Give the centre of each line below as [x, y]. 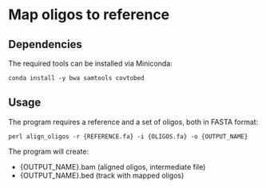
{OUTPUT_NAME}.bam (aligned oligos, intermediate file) [113, 166]
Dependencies [45, 44]
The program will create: [49, 151]
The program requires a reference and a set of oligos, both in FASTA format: [133, 122]
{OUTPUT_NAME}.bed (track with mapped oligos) [102, 175]
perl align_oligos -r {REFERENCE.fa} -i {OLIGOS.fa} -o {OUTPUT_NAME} [128, 136]
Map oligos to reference [89, 15]
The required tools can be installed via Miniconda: [91, 63]
